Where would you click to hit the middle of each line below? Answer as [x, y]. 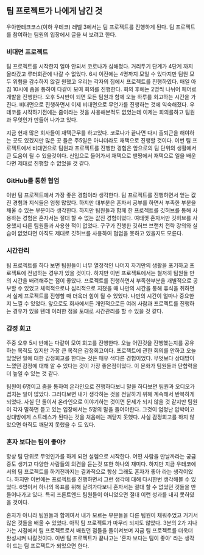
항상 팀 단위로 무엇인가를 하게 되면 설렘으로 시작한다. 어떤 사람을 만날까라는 [96, 457]
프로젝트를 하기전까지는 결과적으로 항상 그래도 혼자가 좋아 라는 [98, 472]
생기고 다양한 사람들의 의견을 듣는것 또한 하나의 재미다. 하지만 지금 [96, 464]
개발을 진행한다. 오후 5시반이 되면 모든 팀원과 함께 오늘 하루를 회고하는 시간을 [98, 97]
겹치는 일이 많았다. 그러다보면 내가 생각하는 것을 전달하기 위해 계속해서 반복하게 [100, 394]
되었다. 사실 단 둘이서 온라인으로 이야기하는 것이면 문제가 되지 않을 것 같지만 [97, 402]
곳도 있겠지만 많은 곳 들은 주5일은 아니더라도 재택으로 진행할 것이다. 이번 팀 [102, 141]
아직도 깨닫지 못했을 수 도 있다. [59, 425]
